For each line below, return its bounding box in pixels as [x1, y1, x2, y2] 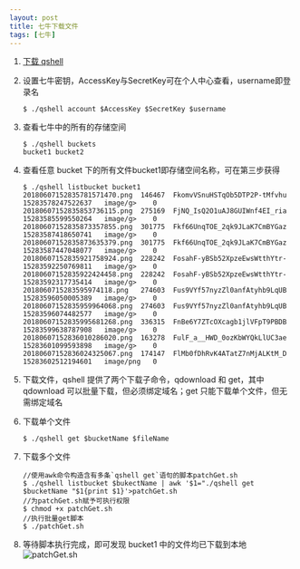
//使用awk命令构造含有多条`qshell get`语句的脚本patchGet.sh [22, 471, 238, 480]
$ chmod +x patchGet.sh [22, 505, 113, 514]
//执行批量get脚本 [22, 514, 84, 524]
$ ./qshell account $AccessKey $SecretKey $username [22, 105, 227, 114]
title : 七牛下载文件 [9, 22, 79, 31]
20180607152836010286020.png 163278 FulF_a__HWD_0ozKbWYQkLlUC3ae [22, 333, 287, 342]
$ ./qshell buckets [22, 140, 97, 149]
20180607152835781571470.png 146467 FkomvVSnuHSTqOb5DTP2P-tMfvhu [22, 191, 287, 200]
